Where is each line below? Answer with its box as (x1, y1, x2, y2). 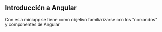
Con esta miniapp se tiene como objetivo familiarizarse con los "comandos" (5, 16, 158, 22)
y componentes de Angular (5, 21, 60, 27)
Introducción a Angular (5, 4, 77, 12)
